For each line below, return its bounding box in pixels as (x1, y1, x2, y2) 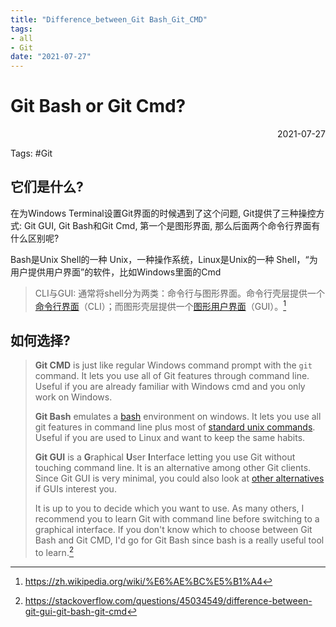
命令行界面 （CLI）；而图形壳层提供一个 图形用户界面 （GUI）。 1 (34, 298, 287, 312)
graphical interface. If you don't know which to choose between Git (34, 524, 313, 536)
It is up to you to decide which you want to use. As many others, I (34, 502, 305, 515)
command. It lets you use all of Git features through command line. (34, 370, 310, 382)
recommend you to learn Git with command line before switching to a (34, 513, 320, 525)
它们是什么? (10, 179, 84, 196)
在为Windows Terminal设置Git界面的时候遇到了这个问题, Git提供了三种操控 (10, 207, 317, 219)
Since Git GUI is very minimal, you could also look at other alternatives (34, 472, 325, 485)
